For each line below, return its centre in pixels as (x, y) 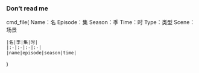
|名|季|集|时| (22, 43)
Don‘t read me (27, 8)
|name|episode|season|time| (42, 53)
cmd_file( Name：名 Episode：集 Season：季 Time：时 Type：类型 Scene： (101, 22)
